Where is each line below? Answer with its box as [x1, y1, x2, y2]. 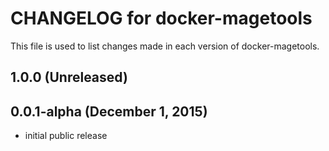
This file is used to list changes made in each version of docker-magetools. [10, 40, 320, 52]
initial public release [24, 130, 108, 142]
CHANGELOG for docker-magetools [10, 7, 313, 30]
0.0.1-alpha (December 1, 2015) [10, 103, 208, 120]
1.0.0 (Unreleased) [10, 69, 128, 86]
